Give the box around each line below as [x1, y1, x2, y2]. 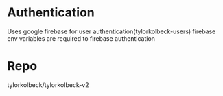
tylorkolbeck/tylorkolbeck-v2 [7, 80, 89, 89]
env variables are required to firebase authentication [7, 34, 156, 42]
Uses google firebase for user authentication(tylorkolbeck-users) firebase [7, 27, 216, 35]
